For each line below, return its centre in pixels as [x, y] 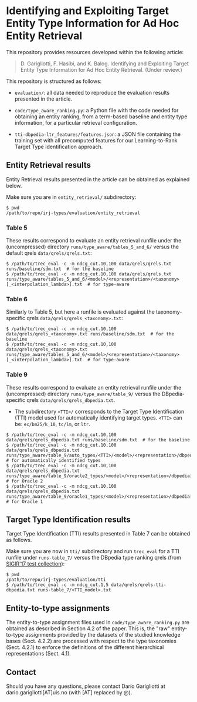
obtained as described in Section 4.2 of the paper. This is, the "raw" [88, 628]
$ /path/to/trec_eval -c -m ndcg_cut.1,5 [57, 585]
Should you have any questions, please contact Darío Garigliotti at [86, 686]
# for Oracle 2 [25, 481]
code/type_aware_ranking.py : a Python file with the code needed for [96, 110]
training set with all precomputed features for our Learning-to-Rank [96, 140]
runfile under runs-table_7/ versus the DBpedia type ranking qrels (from [94, 558]
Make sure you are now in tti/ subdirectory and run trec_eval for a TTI [93, 551]
